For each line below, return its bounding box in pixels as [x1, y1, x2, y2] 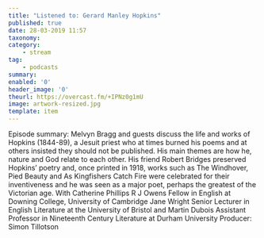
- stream [22, 48, 52, 56]
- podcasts [22, 63, 59, 71]
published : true [8, 19, 62, 27]
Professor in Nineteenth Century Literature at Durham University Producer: [8, 213, 252, 223]
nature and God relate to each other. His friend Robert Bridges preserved [8, 155, 247, 163]
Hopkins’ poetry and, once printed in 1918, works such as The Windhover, [8, 163, 249, 172]
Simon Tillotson [8, 222, 59, 231]
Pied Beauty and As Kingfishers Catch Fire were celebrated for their [8, 171, 230, 181]
